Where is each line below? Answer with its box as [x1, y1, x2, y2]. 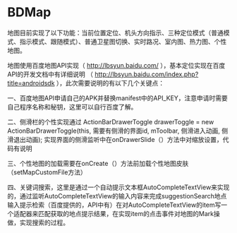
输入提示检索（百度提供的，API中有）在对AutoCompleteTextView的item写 [7, 201, 221, 209]
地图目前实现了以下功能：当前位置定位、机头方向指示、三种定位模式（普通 [7, 28, 224, 37]
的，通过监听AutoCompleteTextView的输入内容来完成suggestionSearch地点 [7, 191, 227, 200]
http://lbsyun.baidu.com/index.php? [95, 70, 199, 78]
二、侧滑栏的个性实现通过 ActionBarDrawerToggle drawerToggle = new [7, 117, 214, 126]
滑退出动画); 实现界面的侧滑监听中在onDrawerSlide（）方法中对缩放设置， [7, 135, 224, 143]
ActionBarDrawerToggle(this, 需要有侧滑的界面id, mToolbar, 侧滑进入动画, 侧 [7, 126, 228, 135]
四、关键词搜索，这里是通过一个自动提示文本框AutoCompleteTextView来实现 [7, 183, 230, 191]
